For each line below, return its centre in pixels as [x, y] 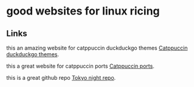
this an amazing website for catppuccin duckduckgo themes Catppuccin [97, 48]
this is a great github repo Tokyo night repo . [61, 78]
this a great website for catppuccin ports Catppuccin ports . [81, 66]
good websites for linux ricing [83, 11]
